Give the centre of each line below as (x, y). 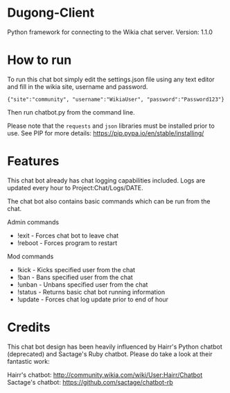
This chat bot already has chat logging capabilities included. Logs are (106, 180)
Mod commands (30, 256)
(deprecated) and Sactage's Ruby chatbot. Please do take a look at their (110, 354)
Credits (29, 327)
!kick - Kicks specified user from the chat (76, 269)
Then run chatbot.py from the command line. (71, 112)
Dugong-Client (51, 13)
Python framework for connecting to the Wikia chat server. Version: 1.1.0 (110, 32)
